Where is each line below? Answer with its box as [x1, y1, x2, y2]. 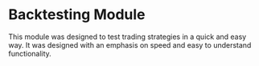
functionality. [8, 49, 52, 58]
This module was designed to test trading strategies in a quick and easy [8, 32, 247, 41]
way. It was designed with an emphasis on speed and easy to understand [8, 40, 252, 49]
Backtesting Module [8, 6, 146, 24]
